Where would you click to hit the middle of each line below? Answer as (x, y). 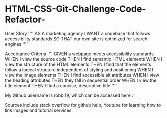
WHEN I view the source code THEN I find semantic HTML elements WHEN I (83, 59)
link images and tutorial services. (39, 110)
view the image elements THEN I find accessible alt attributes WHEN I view (82, 75)
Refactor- (25, 20)
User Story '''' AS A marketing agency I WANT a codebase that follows (78, 33)
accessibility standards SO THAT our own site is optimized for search (76, 39)
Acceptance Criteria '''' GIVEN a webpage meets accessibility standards (79, 54)
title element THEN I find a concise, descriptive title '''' (61, 85)
